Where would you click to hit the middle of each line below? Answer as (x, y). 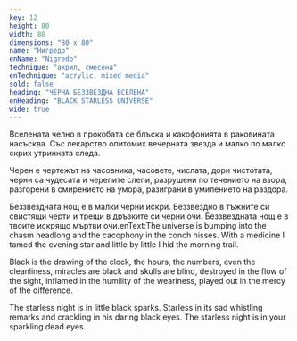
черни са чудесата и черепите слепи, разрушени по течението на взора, (148, 180)
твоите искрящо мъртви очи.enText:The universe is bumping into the (138, 226)
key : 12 (24, 17)
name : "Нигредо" (39, 51)
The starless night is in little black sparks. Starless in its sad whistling (136, 308)
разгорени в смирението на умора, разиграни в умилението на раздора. (148, 189)
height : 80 (29, 26)
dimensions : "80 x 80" (51, 42)
